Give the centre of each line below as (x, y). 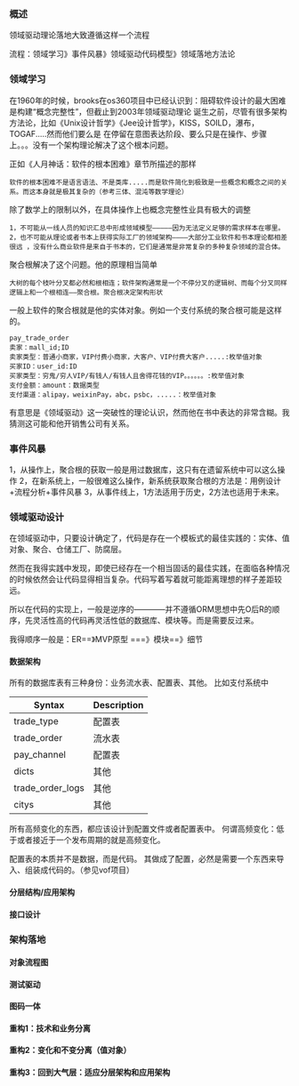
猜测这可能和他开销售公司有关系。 (72, 423)
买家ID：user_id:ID (43, 366)
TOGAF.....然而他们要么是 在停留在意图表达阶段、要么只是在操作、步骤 (138, 133)
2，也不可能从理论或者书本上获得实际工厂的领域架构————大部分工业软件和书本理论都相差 (148, 237)
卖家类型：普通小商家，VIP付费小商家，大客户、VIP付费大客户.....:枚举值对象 (136, 357)
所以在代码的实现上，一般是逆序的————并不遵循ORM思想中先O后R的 (141, 609)
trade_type (36, 721)
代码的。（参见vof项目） (91, 870)
